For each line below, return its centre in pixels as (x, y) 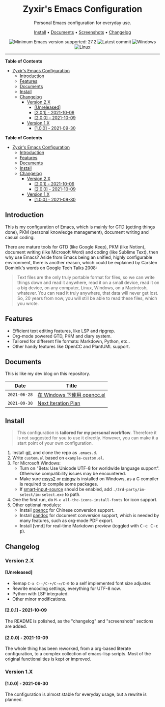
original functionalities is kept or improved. (48, 659)
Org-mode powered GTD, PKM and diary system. (62, 336)
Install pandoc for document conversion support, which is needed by (89, 516)
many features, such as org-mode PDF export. (67, 521)
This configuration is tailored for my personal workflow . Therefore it (87, 433)
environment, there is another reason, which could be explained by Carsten (81, 262)
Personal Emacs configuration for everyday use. (82, 23)
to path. (72, 494)
